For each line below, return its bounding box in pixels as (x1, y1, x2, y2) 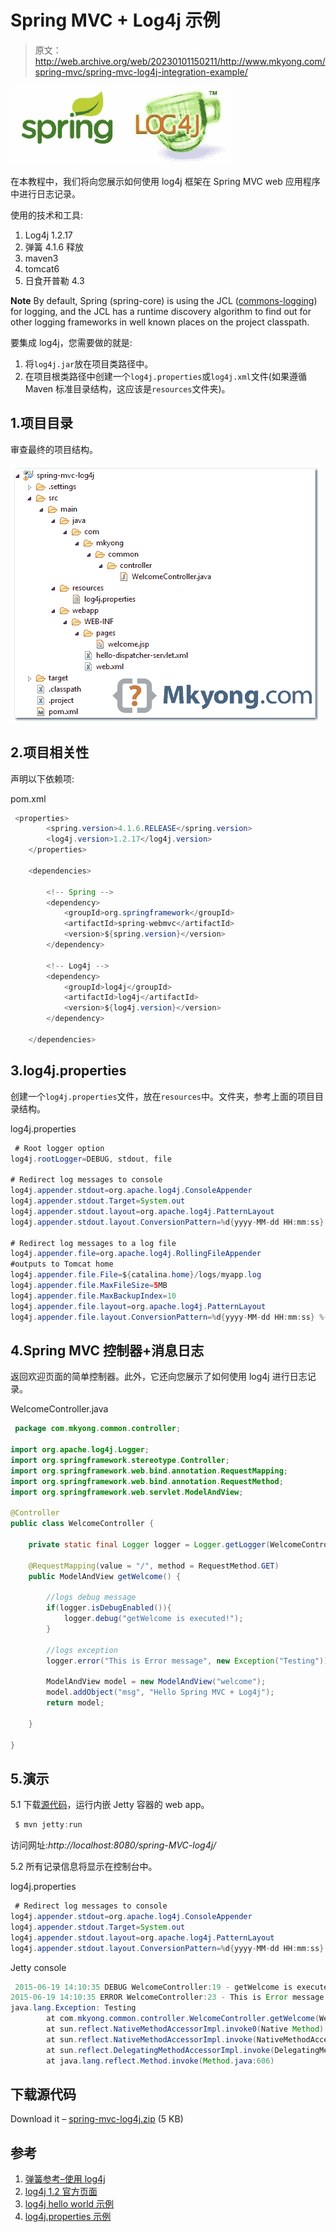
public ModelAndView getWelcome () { (28, 1571, 182, 1581)
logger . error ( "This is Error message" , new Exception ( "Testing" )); (46, 1656, 333, 1666)
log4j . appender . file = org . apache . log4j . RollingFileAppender (10, 1249, 262, 1259)
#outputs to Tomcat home (10, 1259, 114, 1270)
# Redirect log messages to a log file (10, 1238, 177, 1248)
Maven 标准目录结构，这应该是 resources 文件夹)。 (24, 382, 231, 395)
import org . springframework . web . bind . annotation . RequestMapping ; (10, 1466, 288, 1476)
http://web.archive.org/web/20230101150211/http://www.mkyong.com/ (34, 55, 326, 67)
